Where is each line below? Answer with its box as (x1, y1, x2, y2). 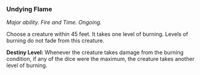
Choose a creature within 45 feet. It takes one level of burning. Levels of (6, 30, 188, 38)
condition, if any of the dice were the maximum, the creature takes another (6, 55, 194, 63)
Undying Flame (6, 5, 53, 13)
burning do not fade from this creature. (6, 37, 105, 45)
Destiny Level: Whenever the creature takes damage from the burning (6, 49, 184, 56)
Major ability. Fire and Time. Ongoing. (6, 19, 102, 26)
